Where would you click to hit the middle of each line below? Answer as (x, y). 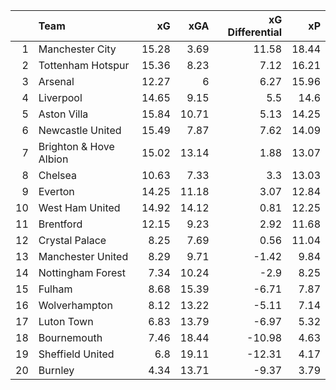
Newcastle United (80, 130)
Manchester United (83, 256)
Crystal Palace (72, 240)
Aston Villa (63, 114)
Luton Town (66, 321)
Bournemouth (70, 337)
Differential (255, 32)
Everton (56, 191)
